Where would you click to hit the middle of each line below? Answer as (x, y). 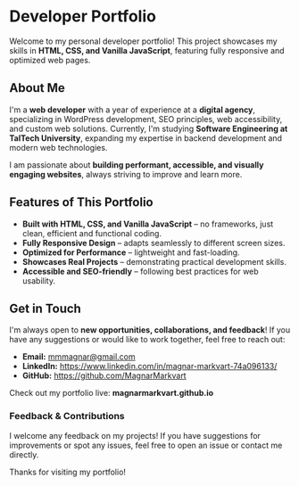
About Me (37, 88)
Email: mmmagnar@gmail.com (79, 357)
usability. (39, 280)
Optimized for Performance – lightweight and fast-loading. (131, 252)
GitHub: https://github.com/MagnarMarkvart (104, 375)
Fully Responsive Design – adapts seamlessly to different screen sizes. (154, 243)
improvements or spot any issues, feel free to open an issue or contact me (146, 445)
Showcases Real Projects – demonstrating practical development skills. (154, 261)
